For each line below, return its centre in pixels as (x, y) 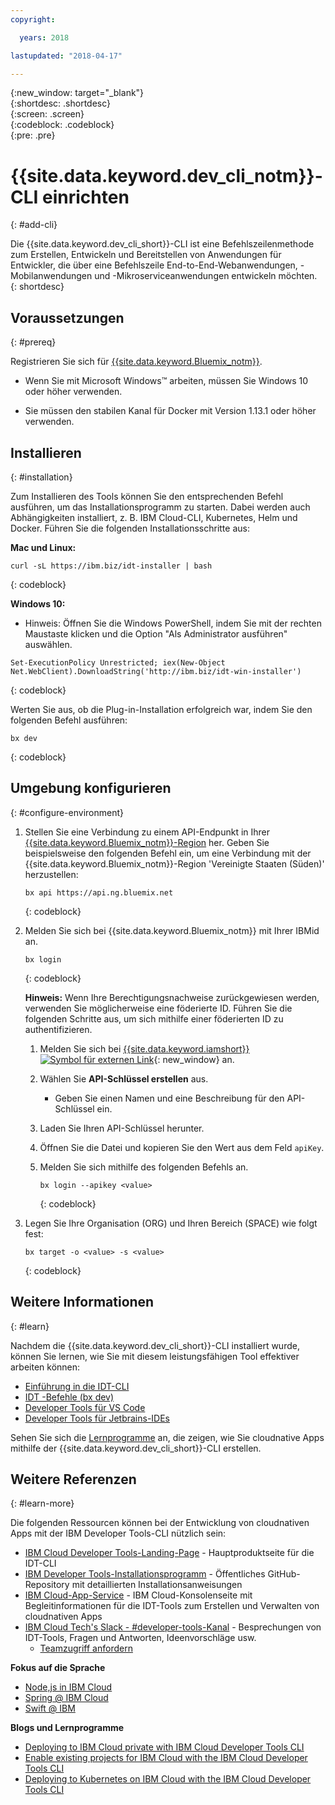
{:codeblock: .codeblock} (62, 125)
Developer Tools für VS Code (85, 1407)
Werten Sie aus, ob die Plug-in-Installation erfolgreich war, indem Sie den (161, 709)
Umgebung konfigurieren (91, 788)
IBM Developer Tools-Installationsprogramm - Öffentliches (145, 1574)
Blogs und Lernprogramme (67, 1728)
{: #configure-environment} (67, 812)
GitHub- (284, 1574)
